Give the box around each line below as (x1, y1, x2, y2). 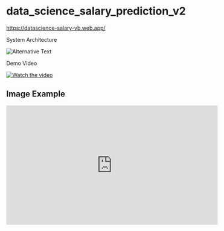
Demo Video (6, 59, 37, 67)
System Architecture (6, 36, 57, 43)
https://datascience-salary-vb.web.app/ (6, 24, 106, 32)
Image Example (6, 89, 65, 99)
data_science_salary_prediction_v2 (6, 4, 186, 18)
